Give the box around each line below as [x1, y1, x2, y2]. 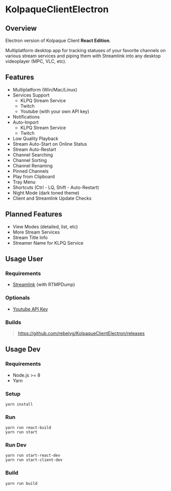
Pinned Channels [12, 168, 49, 174]
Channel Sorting [12, 157, 47, 163]
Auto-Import [12, 119, 39, 125]
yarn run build [5, 481, 38, 486]
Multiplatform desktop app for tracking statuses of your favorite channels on [5, 48, 166, 53]
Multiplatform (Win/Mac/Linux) [12, 86, 78, 92]
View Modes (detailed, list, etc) [12, 223, 78, 229]
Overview [5, 24, 37, 33]
